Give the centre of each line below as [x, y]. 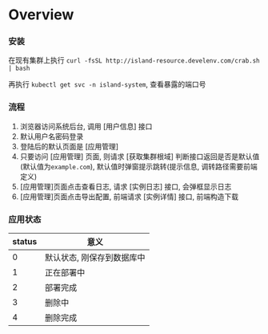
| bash [19, 69]
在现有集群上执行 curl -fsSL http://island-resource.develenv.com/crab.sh [134, 60]
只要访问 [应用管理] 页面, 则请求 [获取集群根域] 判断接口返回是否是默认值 [140, 156]
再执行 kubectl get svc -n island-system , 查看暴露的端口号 [107, 84]
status [25, 242]
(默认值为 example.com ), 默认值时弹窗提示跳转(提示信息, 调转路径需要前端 [138, 166]
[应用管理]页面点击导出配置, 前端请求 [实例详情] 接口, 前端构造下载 [129, 196]
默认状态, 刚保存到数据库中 [95, 258]
